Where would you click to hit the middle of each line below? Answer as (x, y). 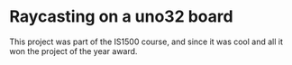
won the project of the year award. (73, 51)
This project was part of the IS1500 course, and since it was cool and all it (146, 42)
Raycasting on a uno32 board (121, 17)
